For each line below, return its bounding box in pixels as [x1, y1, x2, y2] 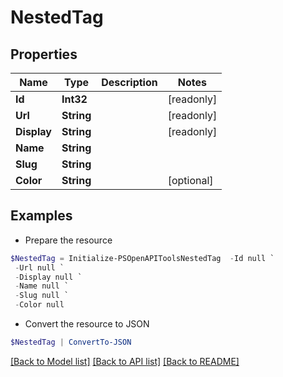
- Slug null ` [14, 291, 70, 301]
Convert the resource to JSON [24, 318, 150, 330]
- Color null [14, 300, 65, 310]
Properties [10, 46, 78, 63]
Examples [10, 207, 73, 225]
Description [101, 76, 158, 89]
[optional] [167, 174, 214, 187]
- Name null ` [14, 281, 70, 291]
